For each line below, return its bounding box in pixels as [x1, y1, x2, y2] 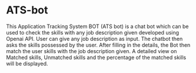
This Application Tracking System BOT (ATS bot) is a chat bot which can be [6, 23, 189, 30]
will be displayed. [6, 60, 48, 67]
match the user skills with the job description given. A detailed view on [6, 47, 177, 54]
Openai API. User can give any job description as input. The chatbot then [6, 35, 183, 42]
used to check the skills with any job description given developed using [6, 29, 180, 36]
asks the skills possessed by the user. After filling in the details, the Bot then [6, 41, 191, 48]
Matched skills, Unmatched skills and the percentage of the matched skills [6, 54, 187, 61]
